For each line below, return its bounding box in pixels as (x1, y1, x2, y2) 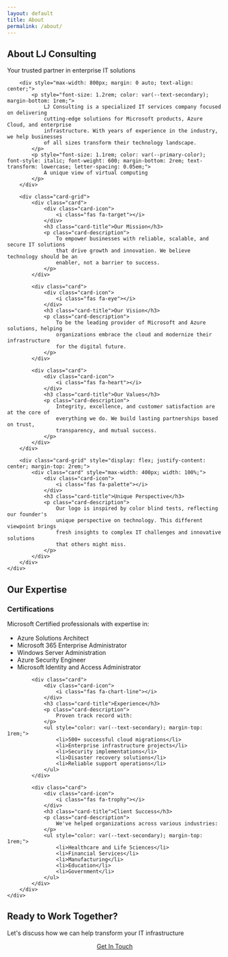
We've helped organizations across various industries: (55, 820, 218, 827)
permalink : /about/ (7, 23, 63, 29)
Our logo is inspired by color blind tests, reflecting (55, 505, 218, 512)
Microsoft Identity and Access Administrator (16, 662, 141, 671)
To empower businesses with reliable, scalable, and (55, 236, 210, 243)
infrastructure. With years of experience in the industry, (43, 127, 218, 134)
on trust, (7, 421, 35, 428)
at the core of (7, 409, 51, 417)
